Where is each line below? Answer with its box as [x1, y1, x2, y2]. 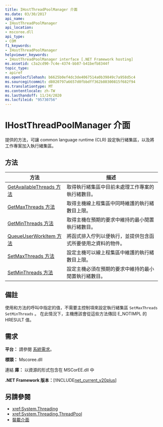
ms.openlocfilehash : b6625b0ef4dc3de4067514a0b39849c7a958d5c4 [5, 75, 136, 80]
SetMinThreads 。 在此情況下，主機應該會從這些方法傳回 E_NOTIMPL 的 [5, 310, 147, 316]
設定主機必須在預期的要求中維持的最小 [66, 265, 154, 272]
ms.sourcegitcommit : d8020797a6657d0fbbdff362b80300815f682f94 [5, 79, 136, 84]
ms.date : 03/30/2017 [5, 12, 47, 17]
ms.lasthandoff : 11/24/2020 [5, 93, 62, 98]
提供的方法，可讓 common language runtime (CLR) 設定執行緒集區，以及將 [5, 137, 154, 143]
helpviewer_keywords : [5, 52, 49, 57]
